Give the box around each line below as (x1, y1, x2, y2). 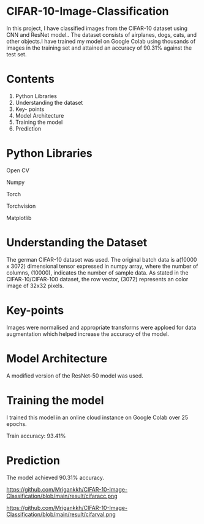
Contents (6, 72, 55, 86)
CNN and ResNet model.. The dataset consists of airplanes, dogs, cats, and (6, 31, 197, 38)
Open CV (6, 167, 29, 174)
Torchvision (6, 202, 36, 210)
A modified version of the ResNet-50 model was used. (6, 372, 144, 379)
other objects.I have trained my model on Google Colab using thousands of (6, 37, 196, 45)
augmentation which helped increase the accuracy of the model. (6, 330, 170, 338)
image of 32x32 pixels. (6, 282, 64, 289)
